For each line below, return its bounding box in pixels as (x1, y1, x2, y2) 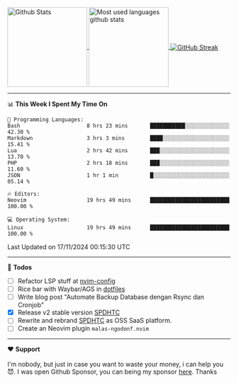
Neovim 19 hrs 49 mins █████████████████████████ (7, 197, 230, 204)
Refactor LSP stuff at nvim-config (17, 277, 115, 285)
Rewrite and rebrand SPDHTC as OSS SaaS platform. (17, 316, 172, 325)
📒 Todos (7, 263, 33, 271)
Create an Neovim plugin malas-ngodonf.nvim (17, 324, 149, 333)
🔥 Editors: (7, 190, 40, 198)
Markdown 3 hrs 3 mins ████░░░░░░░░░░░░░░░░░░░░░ (7, 135, 230, 142)
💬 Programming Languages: (7, 116, 84, 123)
